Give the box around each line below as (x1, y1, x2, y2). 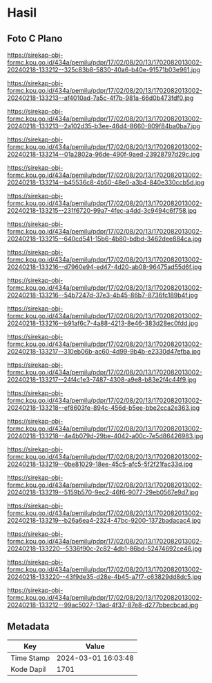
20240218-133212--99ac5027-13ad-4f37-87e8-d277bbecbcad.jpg (7, 601, 199, 609)
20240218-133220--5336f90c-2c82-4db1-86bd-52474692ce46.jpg (7, 544, 202, 553)
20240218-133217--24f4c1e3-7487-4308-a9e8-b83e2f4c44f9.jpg (7, 376, 197, 383)
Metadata (7, 621, 50, 632)
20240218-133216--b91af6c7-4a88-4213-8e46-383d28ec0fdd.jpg (7, 319, 198, 327)
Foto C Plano (7, 33, 63, 44)
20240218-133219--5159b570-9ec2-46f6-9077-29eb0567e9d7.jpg (7, 488, 199, 496)
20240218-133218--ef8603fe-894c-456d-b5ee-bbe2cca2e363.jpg (7, 404, 200, 412)
